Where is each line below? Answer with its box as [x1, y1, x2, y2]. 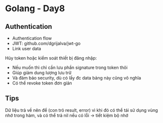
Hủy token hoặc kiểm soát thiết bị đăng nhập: [5, 55, 97, 61]
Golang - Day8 [5, 3, 65, 14]
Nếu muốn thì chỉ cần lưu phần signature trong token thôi [12, 64, 128, 70]
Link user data [12, 46, 41, 51]
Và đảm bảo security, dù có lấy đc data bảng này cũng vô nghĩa [12, 75, 141, 81]
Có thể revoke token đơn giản [12, 80, 72, 86]
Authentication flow [12, 35, 52, 41]
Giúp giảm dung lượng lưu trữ [12, 70, 72, 76]
